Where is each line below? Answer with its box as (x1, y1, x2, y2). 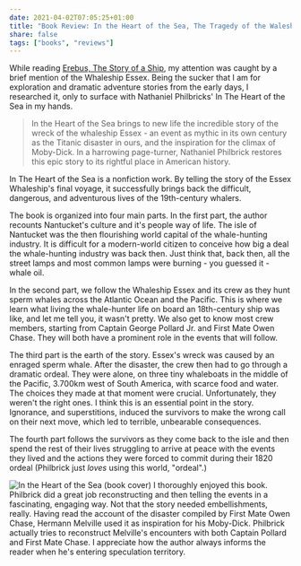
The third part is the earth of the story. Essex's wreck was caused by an (9, 350, 275, 361)
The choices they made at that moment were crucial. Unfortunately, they (9, 387, 277, 399)
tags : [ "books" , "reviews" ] (9, 38, 115, 48)
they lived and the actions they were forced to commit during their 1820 (9, 453, 273, 464)
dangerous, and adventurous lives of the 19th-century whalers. (9, 193, 242, 204)
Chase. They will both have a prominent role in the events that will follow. (9, 333, 279, 344)
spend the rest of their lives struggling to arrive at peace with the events (9, 443, 276, 454)
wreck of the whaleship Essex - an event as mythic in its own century (30, 127, 288, 139)
